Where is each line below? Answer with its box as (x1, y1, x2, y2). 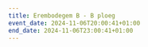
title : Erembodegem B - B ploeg (8, 11, 115, 20)
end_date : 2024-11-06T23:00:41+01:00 (8, 26, 134, 34)
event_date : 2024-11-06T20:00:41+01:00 (8, 19, 141, 27)
